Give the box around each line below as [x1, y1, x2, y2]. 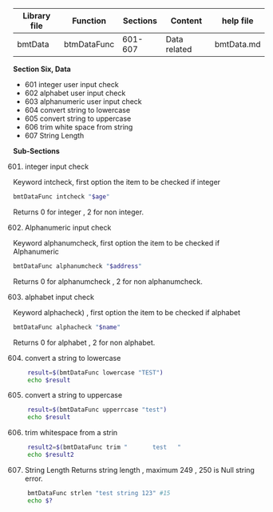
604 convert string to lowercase [24, 106, 131, 114]
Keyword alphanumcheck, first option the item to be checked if [13, 238, 220, 247]
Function [72, 15, 107, 26]
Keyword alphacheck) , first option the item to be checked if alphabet [13, 307, 241, 317]
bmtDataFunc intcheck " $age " [13, 193, 110, 201]
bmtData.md [215, 39, 261, 50]
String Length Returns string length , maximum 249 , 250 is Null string [24, 465, 255, 474]
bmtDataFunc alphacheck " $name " [13, 323, 121, 331]
